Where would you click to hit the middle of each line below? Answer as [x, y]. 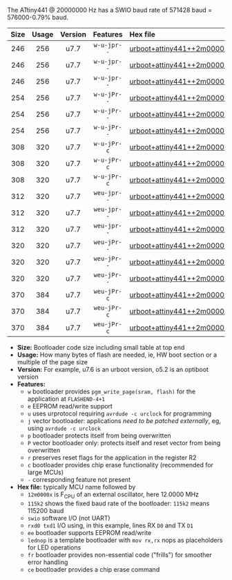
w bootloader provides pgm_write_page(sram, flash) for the [112, 391]
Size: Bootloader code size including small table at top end [101, 347]
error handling [48, 562]
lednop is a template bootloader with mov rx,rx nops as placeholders [125, 540]
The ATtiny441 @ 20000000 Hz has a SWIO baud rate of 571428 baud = [110, 10]
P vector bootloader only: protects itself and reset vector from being [124, 443]
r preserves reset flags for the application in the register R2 [112, 458]
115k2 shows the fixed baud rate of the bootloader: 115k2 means [118, 503]
